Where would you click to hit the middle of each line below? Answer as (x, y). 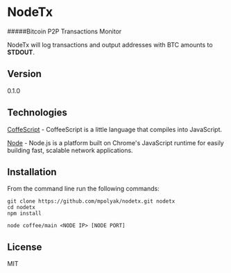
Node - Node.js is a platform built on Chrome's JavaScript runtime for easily (115, 142)
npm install (24, 214)
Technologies (37, 113)
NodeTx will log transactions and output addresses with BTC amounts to (110, 44)
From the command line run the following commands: (83, 189)
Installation (32, 172)
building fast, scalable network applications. (70, 150)
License (25, 247)
